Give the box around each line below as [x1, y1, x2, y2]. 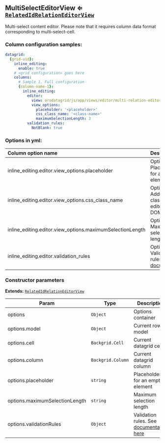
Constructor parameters [5, 277, 65, 284]
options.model [7, 325, 41, 332]
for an [133, 377, 147, 383]
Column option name [7, 150, 58, 157]
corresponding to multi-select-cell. [5, 29, 76, 34]
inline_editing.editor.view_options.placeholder [7, 167, 113, 174]
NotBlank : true [31, 126, 63, 130]
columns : [14, 75, 32, 80]
